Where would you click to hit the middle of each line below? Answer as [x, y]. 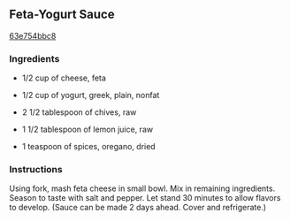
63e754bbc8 [33, 35]
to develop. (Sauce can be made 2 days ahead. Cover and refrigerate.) [138, 208]
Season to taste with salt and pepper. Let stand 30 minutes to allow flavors [145, 198]
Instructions [36, 170]
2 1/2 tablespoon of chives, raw [79, 112]
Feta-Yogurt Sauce [62, 15]
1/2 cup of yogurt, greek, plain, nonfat [91, 95]
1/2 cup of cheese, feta [64, 78]
